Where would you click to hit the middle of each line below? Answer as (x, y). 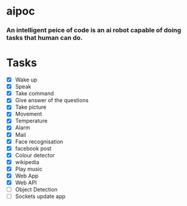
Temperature (31, 121)
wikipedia (27, 162)
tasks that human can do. (45, 38)
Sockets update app (40, 196)
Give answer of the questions (52, 100)
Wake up (26, 80)
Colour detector (35, 155)
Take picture (31, 107)
